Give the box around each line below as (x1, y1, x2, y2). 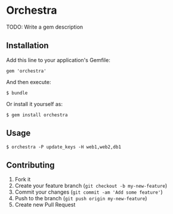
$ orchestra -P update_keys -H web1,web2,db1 (6, 144, 121, 150)
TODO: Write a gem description (6, 23, 84, 30)
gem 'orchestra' (6, 68, 47, 74)
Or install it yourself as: (6, 100, 63, 107)
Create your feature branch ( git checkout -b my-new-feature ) (14, 182, 168, 190)
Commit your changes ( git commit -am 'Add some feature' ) (14, 188, 163, 196)
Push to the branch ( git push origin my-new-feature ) (14, 195, 147, 202)
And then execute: (6, 78, 51, 85)
